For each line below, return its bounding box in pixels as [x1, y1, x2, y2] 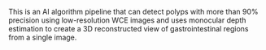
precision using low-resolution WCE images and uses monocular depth [8, 15, 246, 25]
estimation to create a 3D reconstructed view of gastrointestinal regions [8, 24, 249, 33]
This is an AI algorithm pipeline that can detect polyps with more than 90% [8, 7, 259, 16]
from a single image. [8, 32, 77, 42]
